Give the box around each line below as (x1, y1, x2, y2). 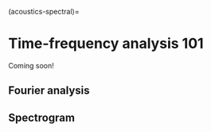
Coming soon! (8, 60, 54, 70)
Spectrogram (8, 111, 76, 124)
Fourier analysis (8, 83, 90, 98)
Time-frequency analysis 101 (8, 35, 205, 52)
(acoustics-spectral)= (8, 7, 80, 16)
